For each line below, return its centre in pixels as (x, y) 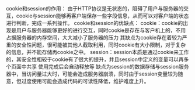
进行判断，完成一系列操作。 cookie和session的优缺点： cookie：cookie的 (95, 23)
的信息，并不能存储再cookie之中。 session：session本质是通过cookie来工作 (97, 52)
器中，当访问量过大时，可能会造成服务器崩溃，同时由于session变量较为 (92, 74)
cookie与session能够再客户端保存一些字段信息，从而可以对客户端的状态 (102, 16)
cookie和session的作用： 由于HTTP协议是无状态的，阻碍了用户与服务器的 (95, 8)
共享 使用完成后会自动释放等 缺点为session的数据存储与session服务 (107, 66)
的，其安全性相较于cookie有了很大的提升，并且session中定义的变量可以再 (95, 59)
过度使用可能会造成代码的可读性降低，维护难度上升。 (85, 81)
